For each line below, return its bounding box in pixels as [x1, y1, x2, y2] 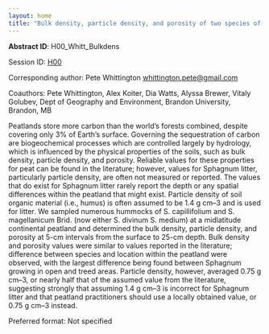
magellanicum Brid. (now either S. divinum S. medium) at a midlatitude [8, 215, 242, 225]
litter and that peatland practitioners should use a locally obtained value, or [8, 291, 257, 302]
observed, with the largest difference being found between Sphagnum [8, 258, 242, 267]
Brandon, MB [8, 105, 52, 115]
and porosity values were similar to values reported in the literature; [8, 241, 233, 250]
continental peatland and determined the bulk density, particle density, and [8, 223, 258, 233]
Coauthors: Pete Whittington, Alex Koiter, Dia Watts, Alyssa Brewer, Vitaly [8, 88, 251, 97]
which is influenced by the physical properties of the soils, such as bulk [8, 146, 246, 156]
